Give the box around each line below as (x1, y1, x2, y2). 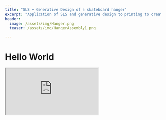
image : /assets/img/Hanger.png (9, 21, 74, 26)
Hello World (5, 51, 54, 62)
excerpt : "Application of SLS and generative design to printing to (5, 12, 149, 17)
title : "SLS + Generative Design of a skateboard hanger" (5, 7, 127, 12)
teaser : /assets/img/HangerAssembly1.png (9, 26, 96, 30)
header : (5, 16, 21, 21)
